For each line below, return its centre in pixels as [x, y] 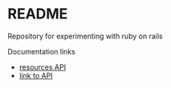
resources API [42, 67]
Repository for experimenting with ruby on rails [85, 36]
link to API [36, 75]
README [38, 14]
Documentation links [41, 51]
